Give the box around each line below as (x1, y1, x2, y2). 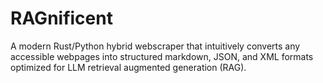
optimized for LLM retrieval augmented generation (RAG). (10, 61, 247, 73)
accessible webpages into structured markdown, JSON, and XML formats (10, 50, 314, 62)
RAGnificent (10, 7, 113, 30)
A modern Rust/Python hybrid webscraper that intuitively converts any (10, 40, 301, 52)
